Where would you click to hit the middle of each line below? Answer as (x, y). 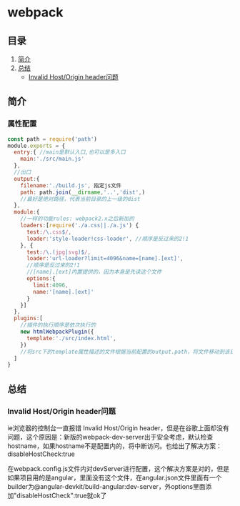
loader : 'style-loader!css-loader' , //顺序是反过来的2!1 (107, 239)
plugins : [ (28, 319)
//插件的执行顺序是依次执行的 (58, 325)
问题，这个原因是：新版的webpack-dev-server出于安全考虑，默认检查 (110, 437)
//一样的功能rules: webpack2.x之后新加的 (77, 219)
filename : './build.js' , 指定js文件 (71, 185)
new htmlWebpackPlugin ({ (57, 332)
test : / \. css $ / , (49, 232)
